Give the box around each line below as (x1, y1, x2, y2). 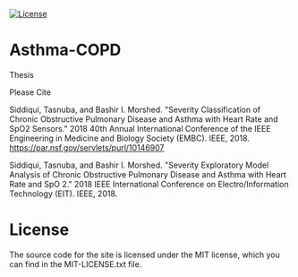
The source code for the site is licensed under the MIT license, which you (9, 249, 280, 260)
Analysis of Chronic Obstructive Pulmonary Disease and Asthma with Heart (9, 169, 286, 179)
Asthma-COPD (9, 40, 122, 60)
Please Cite (9, 86, 52, 98)
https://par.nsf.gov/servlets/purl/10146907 (9, 142, 165, 152)
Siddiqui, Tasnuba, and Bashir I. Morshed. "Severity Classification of (9, 104, 261, 115)
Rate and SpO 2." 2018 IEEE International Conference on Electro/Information (9, 178, 289, 189)
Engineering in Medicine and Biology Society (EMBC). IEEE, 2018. (9, 133, 251, 143)
